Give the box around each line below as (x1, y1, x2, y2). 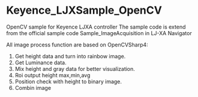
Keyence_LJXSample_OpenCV (6, 4, 162, 17)
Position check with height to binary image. (14, 78, 122, 85)
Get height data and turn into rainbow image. (14, 52, 126, 60)
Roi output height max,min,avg (14, 71, 91, 79)
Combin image (14, 84, 52, 91)
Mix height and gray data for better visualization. (14, 65, 135, 72)
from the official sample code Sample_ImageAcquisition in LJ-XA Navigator (6, 29, 192, 36)
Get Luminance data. (14, 59, 67, 66)
